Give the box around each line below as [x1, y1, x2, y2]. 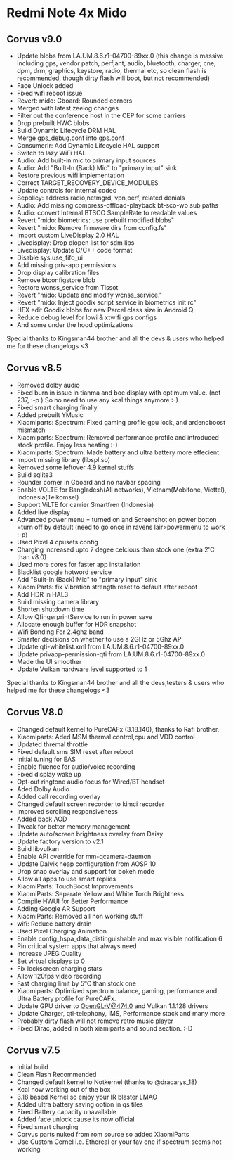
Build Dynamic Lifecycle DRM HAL [16, 127, 116, 134]
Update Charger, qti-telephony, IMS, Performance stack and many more [16, 1009, 225, 1017]
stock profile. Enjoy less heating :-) [16, 440, 118, 449]
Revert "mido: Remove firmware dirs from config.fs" [16, 224, 168, 231]
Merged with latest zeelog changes [16, 104, 119, 112]
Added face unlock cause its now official [16, 1115, 135, 1123]
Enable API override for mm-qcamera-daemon [16, 852, 152, 860]
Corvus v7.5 [6, 1045, 60, 1057]
